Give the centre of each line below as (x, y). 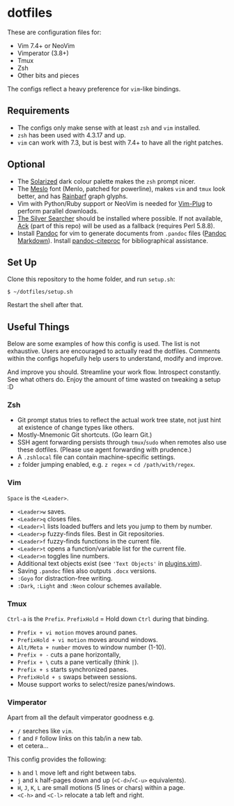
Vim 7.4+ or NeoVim (46, 45)
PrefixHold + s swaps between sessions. (77, 677)
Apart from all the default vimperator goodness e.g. (81, 717)
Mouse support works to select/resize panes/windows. (96, 685)
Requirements (38, 111)
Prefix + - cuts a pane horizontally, (69, 655)
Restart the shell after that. (45, 305)
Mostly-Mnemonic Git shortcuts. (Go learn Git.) (85, 435)
